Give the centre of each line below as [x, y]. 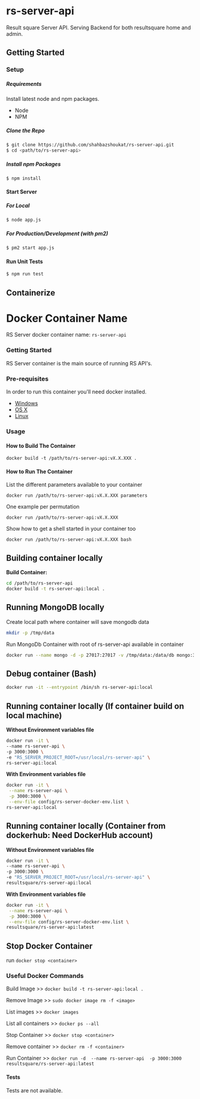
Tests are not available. [35, 1090]
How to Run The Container [40, 471]
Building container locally [54, 558]
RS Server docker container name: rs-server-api [66, 335]
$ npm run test [25, 274]
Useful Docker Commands [45, 976]
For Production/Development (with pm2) [57, 233]
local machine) [34, 715]
